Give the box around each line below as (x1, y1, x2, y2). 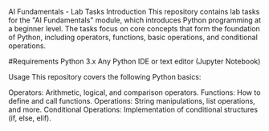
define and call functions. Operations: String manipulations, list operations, (8, 96, 255, 105)
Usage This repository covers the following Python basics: (8, 72, 202, 81)
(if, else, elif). (8, 113, 52, 123)
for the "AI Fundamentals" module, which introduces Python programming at (8, 15, 262, 25)
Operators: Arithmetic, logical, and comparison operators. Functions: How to (8, 88, 261, 97)
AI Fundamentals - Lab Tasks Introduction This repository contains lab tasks (8, 7, 260, 16)
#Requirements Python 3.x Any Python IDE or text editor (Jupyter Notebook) (8, 56, 261, 66)
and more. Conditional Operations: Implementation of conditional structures (8, 104, 259, 114)
